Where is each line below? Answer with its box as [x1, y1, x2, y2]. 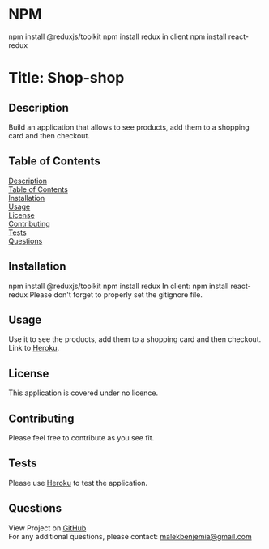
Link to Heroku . [8, 343, 59, 353]
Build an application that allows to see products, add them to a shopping [8, 122, 250, 132]
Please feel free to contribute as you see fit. [8, 433, 155, 442]
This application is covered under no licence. [8, 388, 159, 398]
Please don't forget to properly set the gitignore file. [29, 289, 203, 300]
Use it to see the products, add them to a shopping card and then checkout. [8, 334, 262, 344]
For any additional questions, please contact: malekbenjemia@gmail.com [8, 531, 253, 541]
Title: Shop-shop [8, 69, 125, 87]
